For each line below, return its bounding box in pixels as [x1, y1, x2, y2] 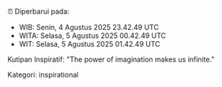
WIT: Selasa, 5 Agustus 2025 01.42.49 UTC [18, 40, 161, 48]
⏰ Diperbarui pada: [7, 7, 70, 16]
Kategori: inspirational [7, 70, 79, 79]
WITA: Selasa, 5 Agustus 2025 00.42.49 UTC [18, 31, 167, 40]
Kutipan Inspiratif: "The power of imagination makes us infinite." [7, 55, 215, 64]
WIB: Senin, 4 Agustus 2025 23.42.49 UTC [18, 23, 160, 32]
